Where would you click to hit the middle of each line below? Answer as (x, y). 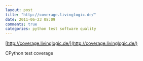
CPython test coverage (29, 53)
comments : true (21, 24)
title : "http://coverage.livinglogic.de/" (51, 15)
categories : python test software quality (51, 29)
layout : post (19, 10)
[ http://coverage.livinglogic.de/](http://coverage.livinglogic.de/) (71, 43)
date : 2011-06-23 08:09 (30, 19)
